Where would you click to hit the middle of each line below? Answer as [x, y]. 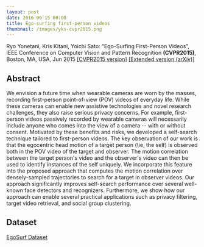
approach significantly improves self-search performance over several [95, 184]
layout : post [23, 12]
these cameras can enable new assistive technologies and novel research [99, 106]
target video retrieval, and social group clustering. [69, 203]
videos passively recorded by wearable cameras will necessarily [106, 119]
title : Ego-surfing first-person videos [58, 23]
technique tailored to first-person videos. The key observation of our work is [102, 138]
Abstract [23, 78]
